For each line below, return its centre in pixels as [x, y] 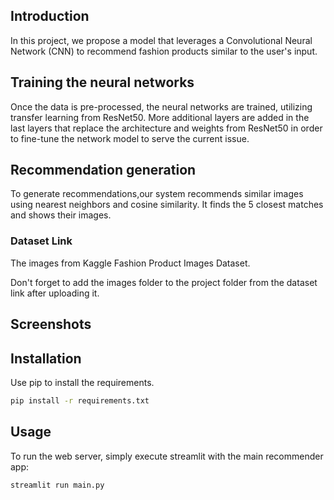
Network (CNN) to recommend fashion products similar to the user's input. [164, 51]
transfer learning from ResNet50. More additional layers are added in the [160, 117]
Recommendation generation [103, 170]
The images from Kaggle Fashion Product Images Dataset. [130, 263]
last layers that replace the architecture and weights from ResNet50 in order [166, 128]
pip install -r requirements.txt [80, 400]
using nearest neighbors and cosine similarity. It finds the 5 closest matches [167, 205]
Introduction [50, 16]
